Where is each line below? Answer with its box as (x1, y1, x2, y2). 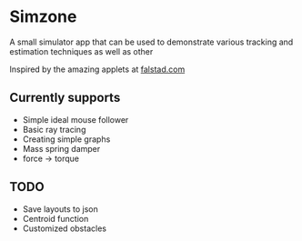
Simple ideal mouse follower (22, 114, 129, 125)
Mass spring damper (22, 143, 101, 154)
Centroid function (22, 213, 89, 224)
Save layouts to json (22, 203, 98, 215)
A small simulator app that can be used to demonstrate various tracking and (9, 36, 294, 47)
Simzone (9, 6, 77, 27)
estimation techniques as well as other (9, 45, 154, 56)
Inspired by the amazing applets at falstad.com (9, 64, 186, 75)
